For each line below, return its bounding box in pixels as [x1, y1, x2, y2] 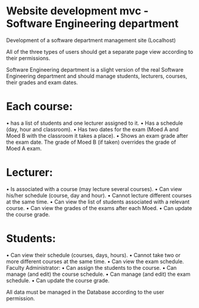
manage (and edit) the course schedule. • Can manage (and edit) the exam [6, 270, 191, 278]
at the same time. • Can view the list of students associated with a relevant [6, 198, 190, 205]
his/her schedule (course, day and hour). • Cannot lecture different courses [6, 192, 192, 199]
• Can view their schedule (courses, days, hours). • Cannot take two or [6, 251, 181, 258]
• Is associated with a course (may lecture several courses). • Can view [6, 185, 182, 192]
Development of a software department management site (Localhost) [6, 36, 176, 44]
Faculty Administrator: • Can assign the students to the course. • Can [6, 264, 177, 271]
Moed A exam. [6, 144, 42, 152]
